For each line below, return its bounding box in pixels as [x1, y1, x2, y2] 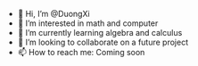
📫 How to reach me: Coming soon [17, 47, 145, 57]
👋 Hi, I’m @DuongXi [17, 9, 91, 19]
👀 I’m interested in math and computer [17, 18, 159, 29]
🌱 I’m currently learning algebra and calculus [17, 28, 183, 37]
